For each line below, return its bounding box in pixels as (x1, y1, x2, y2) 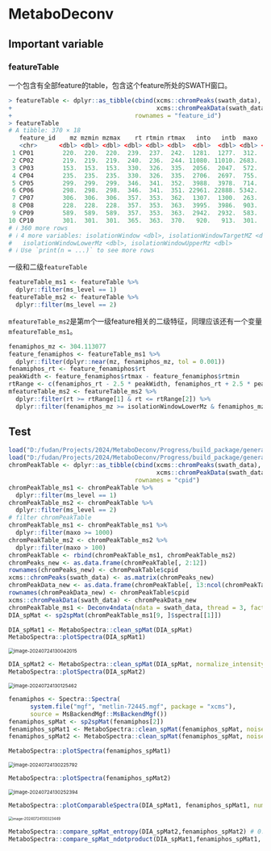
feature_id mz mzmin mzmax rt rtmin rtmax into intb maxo (19, 134, 258, 142)
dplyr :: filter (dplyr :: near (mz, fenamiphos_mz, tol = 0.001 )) (15, 357, 226, 365)
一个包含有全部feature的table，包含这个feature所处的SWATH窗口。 (8, 80, 232, 90)
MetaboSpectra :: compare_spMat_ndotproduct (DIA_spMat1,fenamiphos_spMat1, (8, 835, 262, 843)
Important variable (8, 37, 104, 51)
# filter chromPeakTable (8, 514, 92, 522)
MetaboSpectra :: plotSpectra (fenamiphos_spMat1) (8, 747, 172, 755)
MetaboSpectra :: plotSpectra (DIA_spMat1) (8, 633, 147, 641)
